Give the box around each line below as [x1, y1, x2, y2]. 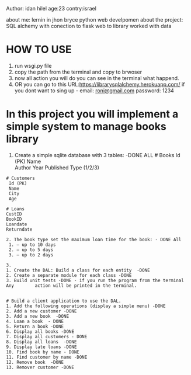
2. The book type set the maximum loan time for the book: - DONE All [6, 237, 182, 242]
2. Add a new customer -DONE [6, 308, 77, 314]
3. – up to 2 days [8, 252, 54, 258]
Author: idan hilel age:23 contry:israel [6, 5, 96, 12]
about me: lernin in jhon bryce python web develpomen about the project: [6, 16, 183, 23]
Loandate [6, 221, 27, 227]
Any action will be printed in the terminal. [6, 283, 137, 289]
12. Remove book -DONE [6, 359, 64, 365]
